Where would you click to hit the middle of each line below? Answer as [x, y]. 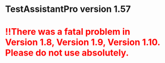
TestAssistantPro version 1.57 [68, 9]
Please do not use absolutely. [67, 53]
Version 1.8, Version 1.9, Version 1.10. [82, 42]
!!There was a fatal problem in [68, 32]
